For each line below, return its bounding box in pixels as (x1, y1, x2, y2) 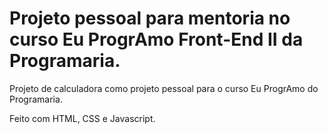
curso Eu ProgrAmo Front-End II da (9, 28, 304, 51)
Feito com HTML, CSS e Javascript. (9, 112, 156, 124)
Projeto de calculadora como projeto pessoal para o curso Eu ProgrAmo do (9, 82, 319, 94)
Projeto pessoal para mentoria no (9, 7, 291, 30)
